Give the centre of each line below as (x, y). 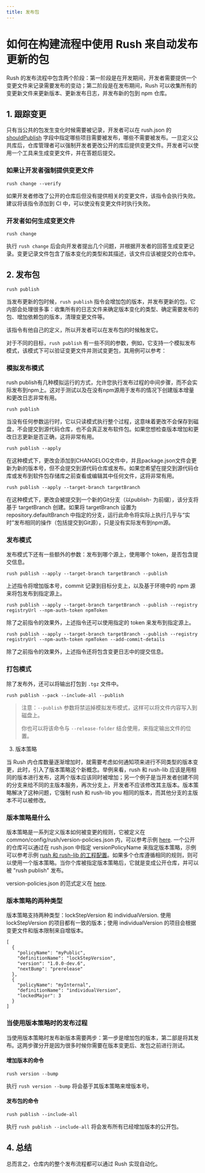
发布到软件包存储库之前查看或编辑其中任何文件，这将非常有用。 (97, 476)
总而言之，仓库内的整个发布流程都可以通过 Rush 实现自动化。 (84, 1164)
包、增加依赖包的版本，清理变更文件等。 (57, 317)
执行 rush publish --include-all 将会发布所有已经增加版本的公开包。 (94, 1126)
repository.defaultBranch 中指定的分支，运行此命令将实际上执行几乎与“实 (98, 515)
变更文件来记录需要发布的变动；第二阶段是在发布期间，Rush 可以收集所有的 (102, 85)
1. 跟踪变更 (27, 114)
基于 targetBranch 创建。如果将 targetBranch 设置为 (72, 507)
